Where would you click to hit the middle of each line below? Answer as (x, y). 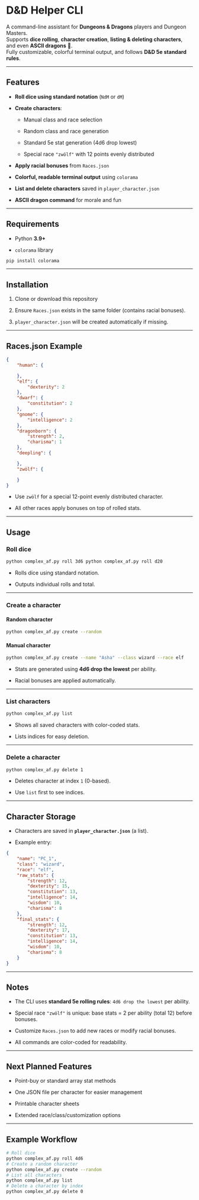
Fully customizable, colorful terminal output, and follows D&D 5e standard (96, 52)
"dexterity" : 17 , (49, 931)
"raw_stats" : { (36, 875)
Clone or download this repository (56, 299)
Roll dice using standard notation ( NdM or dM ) (69, 97)
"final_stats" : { (38, 919)
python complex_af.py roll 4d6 (45, 1159)
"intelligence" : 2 (50, 420)
